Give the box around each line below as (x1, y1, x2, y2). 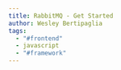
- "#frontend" (15, 34, 63, 43)
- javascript (15, 42, 60, 50)
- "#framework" (15, 49, 67, 57)
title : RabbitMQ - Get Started (8, 11, 114, 20)
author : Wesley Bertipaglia (8, 19, 103, 27)
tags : (8, 27, 27, 35)
